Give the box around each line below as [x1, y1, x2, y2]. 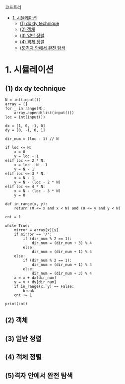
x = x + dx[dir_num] [14, 275, 57, 280]
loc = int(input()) [5, 115, 46, 120]
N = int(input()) [5, 97, 41, 102]
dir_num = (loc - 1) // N [5, 136, 59, 141]
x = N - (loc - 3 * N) [14, 189, 61, 193]
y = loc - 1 [14, 154, 39, 159]
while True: [5, 223, 30, 228]
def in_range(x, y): [5, 201, 48, 206]
